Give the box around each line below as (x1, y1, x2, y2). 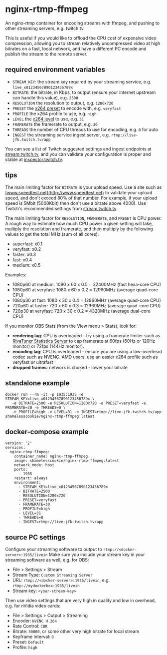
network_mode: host (14, 463, 55, 468)
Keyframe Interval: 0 (12, 634, 54, 640)
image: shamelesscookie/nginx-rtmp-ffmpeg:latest (14, 458, 120, 463)
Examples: (5, 271, 26, 278)
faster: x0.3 (12, 251, 36, 257)
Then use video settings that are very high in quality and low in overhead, (5, 598, 156, 603)
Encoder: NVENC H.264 (12, 618, 57, 624)
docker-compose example (5, 427, 89, 436)
